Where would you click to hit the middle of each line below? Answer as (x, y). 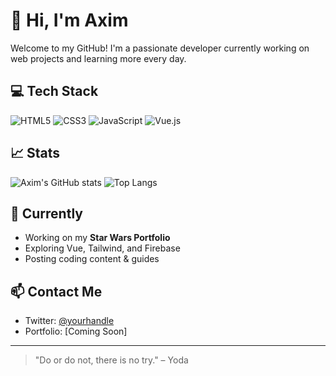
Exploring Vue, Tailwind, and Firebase (102, 248)
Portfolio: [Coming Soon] (76, 331)
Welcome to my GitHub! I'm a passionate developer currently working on (160, 48)
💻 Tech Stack (54, 91)
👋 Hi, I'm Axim (69, 20)
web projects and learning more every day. (98, 58)
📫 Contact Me (56, 291)
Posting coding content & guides (92, 259)
